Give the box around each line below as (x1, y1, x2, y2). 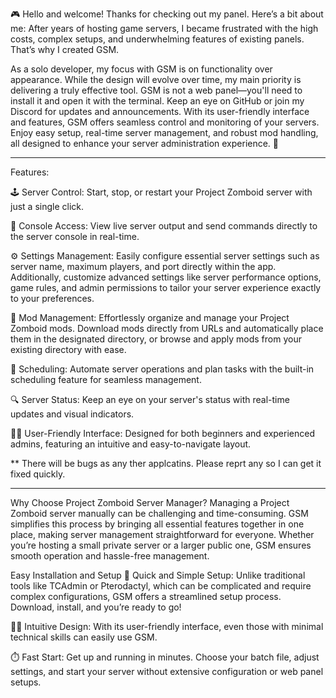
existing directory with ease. (10, 344, 127, 355)
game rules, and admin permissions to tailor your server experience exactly (10, 282, 322, 293)
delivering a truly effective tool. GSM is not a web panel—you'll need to (10, 84, 303, 96)
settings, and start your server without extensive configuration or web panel (10, 666, 324, 677)
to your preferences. (10, 293, 95, 304)
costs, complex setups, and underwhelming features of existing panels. (10, 33, 305, 45)
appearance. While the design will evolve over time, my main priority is (10, 74, 302, 85)
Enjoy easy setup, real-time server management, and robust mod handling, (10, 127, 319, 138)
